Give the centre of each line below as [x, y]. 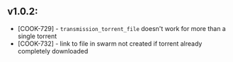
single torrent [37, 36]
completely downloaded [53, 51]
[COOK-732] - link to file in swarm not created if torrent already [110, 43]
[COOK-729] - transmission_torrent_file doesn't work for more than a [122, 28]
